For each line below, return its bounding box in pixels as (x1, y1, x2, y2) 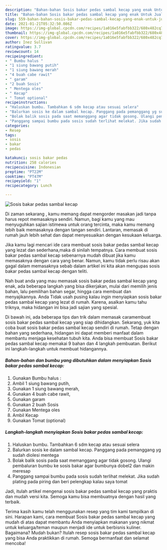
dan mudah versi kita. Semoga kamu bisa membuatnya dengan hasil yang (5, 493, 156, 499)
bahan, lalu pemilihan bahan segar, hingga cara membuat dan (5, 289, 132, 294)
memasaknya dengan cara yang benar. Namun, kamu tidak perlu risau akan (5, 258, 160, 263)
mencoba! (5, 540, 26, 546)
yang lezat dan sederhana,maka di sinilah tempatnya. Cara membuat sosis (5, 247, 158, 253)
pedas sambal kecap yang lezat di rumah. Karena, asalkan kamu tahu (5, 299, 147, 305)
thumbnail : (5, 30, 28, 35)
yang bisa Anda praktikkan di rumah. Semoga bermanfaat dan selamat (5, 535, 149, 541)
